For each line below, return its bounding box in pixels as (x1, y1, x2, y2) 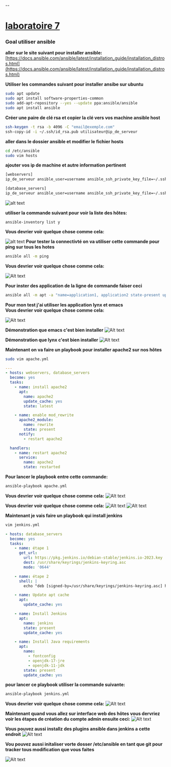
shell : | (18, 579, 38, 584)
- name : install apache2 (14, 385, 67, 390)
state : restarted (23, 464, 60, 470)
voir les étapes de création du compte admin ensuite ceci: (5, 716, 130, 722)
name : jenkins (23, 620, 53, 626)
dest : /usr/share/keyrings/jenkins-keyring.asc (23, 560, 126, 565)
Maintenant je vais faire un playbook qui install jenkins (5, 512, 123, 518)
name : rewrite (23, 422, 53, 427)
